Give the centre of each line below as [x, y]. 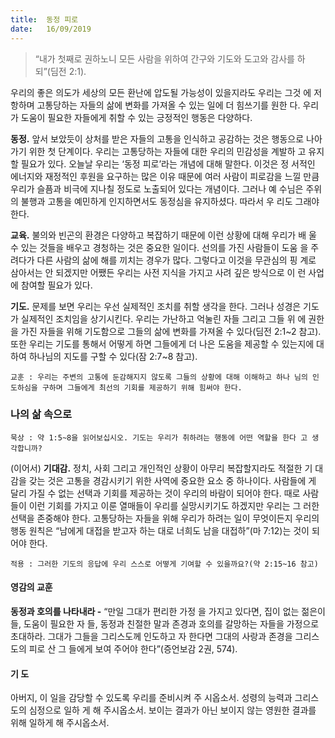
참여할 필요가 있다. [56, 285]
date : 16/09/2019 [51, 29]
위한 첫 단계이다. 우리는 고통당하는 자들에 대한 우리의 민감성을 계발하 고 [167, 151]
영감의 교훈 [31, 587]
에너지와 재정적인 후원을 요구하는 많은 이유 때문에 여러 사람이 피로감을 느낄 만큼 [165, 176]
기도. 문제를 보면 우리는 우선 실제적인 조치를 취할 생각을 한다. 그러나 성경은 [156, 306]
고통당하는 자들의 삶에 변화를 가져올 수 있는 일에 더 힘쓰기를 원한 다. [168, 105]
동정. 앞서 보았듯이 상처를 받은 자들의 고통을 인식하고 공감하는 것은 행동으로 [157, 138]
